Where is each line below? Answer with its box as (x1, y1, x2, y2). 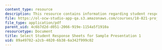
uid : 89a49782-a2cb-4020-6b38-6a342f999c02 (5, 38, 94, 43)
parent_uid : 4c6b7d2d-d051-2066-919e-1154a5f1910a (5, 25, 109, 30)
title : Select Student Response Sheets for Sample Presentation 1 (5, 34, 141, 39)
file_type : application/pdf (5, 20, 62, 25)
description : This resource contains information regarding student (5, 11, 146, 16)
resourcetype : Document (5, 29, 53, 34)
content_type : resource (5, 7, 53, 12)
